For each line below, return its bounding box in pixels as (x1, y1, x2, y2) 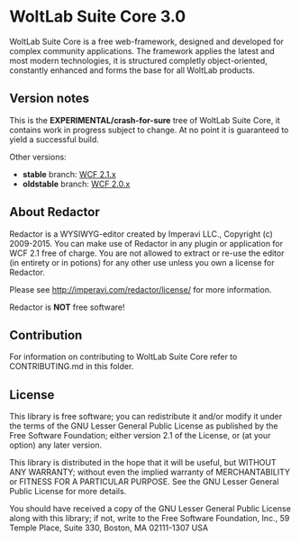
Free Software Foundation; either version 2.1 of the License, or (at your (9, 430, 271, 441)
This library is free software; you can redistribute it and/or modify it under (9, 411, 283, 422)
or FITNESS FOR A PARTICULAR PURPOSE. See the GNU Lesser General (9, 476, 279, 487)
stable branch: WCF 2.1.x (22, 168, 117, 179)
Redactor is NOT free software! (9, 302, 125, 312)
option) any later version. (9, 439, 102, 451)
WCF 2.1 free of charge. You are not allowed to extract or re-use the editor (9, 248, 285, 258)
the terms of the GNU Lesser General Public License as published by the (9, 420, 278, 431)
